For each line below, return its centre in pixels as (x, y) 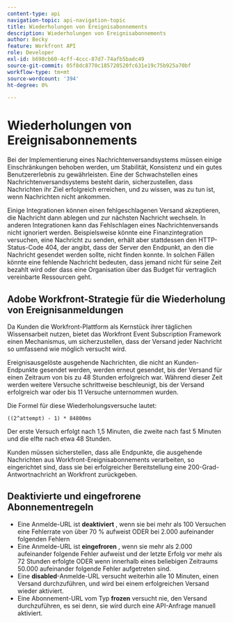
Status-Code (25, 248)
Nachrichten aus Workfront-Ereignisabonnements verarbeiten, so (101, 460)
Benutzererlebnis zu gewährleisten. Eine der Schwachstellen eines (103, 174)
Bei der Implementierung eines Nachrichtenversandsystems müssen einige (115, 160)
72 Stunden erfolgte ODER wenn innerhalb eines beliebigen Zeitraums (118, 561)
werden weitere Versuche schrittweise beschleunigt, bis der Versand (106, 385)
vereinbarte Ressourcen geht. (50, 277)
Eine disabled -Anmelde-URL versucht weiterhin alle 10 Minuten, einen (118, 576)
